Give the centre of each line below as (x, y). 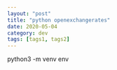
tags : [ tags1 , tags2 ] (39, 40)
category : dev (28, 33)
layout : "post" (29, 14)
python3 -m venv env (38, 59)
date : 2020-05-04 (32, 26)
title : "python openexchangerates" (59, 20)
